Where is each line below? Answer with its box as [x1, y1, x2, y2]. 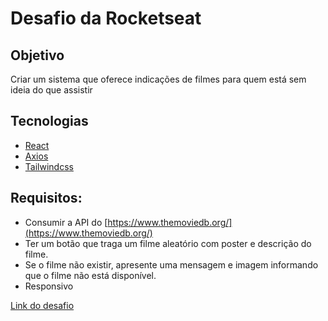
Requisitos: [10, 190, 83, 207]
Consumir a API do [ [24, 216, 108, 228]
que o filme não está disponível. [24, 269, 157, 281]
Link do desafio [10, 299, 75, 311]
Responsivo [24, 280, 74, 292]
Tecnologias [10, 113, 89, 130]
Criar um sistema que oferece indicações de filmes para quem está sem [10, 73, 307, 85]
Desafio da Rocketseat [10, 7, 202, 30]
